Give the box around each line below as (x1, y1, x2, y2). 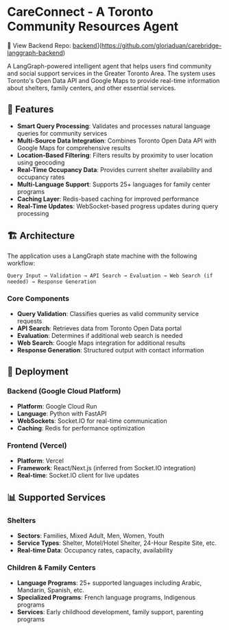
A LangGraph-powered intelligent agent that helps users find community (7, 62, 212, 70)
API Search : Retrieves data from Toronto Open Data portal (16, 324, 182, 332)
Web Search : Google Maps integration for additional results (16, 339, 186, 347)
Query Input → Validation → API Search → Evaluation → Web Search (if (7, 272, 213, 279)
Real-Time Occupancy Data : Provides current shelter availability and (16, 165, 213, 173)
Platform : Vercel (16, 457, 64, 465)
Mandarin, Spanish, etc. (16, 585, 84, 594)
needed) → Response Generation (7, 278, 97, 285)
